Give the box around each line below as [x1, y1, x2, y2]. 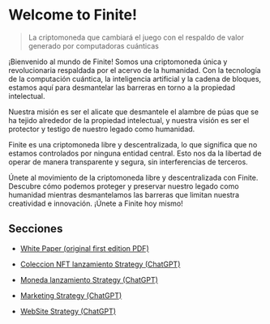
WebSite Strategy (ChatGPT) [19, 306, 116, 316]
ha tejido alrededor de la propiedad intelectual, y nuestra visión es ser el [8, 115, 250, 125]
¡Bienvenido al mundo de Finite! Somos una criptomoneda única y [8, 57, 228, 66]
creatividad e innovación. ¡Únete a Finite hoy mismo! [8, 198, 184, 208]
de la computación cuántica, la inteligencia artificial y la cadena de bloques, [8, 74, 262, 83]
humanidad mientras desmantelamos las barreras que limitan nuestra [8, 190, 239, 199]
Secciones [8, 222, 63, 236]
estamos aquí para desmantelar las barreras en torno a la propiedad [8, 83, 236, 92]
